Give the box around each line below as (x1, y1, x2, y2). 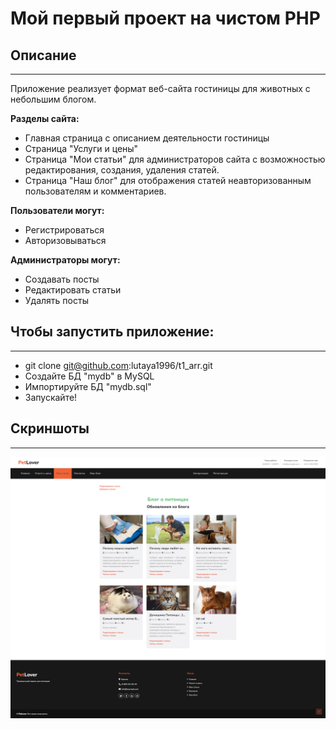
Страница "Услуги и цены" (24, 143, 139, 154)
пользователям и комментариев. (24, 185, 167, 197)
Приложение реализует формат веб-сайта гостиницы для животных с (10, 83, 311, 94)
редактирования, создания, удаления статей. (24, 164, 220, 176)
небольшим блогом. (10, 93, 97, 105)
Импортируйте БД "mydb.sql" (24, 380, 152, 392)
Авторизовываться (24, 235, 107, 246)
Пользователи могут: (10, 205, 105, 216)
